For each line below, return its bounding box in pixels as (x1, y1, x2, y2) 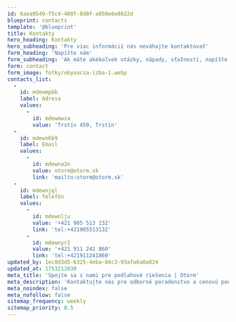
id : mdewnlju (32, 213, 71, 220)
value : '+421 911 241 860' (32, 245, 112, 253)
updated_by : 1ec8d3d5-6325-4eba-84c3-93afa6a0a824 (7, 259, 159, 266)
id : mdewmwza (32, 115, 71, 122)
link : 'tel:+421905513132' (32, 226, 112, 233)
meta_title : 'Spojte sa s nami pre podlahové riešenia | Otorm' (7, 271, 199, 278)
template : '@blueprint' (7, 23, 77, 30)
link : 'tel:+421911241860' (32, 252, 112, 259)
